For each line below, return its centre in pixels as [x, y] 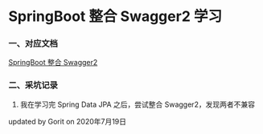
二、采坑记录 [33, 85]
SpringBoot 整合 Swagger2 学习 [115, 16]
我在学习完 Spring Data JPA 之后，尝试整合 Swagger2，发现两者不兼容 [138, 104]
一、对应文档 [33, 43]
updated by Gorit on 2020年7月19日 [68, 121]
